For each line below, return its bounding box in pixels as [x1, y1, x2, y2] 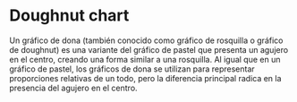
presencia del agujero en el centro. [9, 82, 138, 93]
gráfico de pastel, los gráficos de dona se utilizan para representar [9, 64, 255, 74]
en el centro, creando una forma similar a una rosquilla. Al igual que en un [9, 54, 281, 64]
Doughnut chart [9, 5, 130, 26]
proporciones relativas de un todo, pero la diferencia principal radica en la [9, 72, 282, 83]
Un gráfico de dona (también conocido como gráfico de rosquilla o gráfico [9, 35, 284, 46]
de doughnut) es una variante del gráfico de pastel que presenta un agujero [9, 44, 289, 55]
